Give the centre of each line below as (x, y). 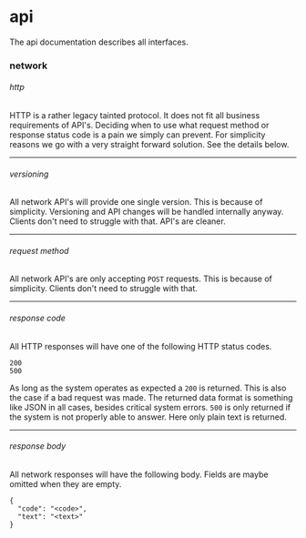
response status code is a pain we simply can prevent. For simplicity (138, 135)
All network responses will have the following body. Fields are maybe (139, 474)
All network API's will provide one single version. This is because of (136, 202)
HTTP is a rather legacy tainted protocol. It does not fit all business (135, 116)
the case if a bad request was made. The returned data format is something (151, 397)
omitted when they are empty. (66, 483)
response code (38, 318)
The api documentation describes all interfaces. (99, 42)
